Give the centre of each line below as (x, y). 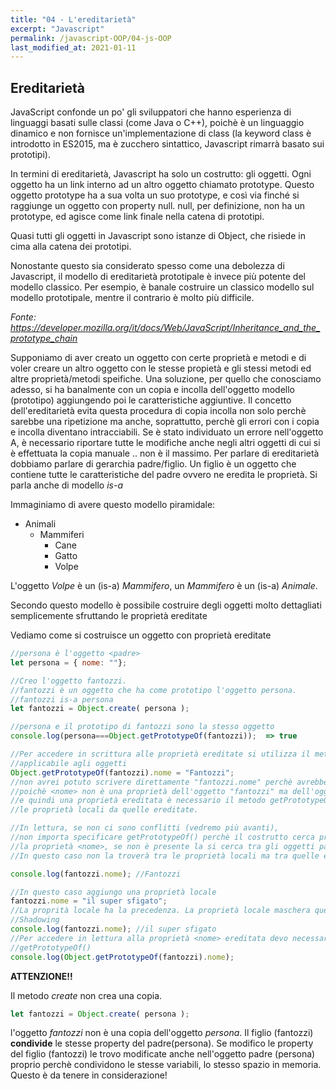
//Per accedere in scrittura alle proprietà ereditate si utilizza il (160, 754)
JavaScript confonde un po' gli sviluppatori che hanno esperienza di (151, 112)
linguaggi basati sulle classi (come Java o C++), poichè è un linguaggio (157, 123)
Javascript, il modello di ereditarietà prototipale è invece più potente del (158, 277)
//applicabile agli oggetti (69, 763)
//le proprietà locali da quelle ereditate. (104, 810)
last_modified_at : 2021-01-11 (73, 47)
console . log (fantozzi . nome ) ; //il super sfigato (113, 929)
